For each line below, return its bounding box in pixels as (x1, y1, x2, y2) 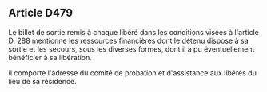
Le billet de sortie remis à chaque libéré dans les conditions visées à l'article (8, 27, 260, 36)
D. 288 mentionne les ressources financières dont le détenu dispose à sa (8, 36, 249, 45)
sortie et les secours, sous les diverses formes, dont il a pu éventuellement (8, 44, 255, 54)
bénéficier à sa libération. (8, 52, 92, 62)
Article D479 (8, 6, 74, 20)
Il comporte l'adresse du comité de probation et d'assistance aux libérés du (8, 67, 257, 78)
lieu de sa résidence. (8, 76, 78, 86)
